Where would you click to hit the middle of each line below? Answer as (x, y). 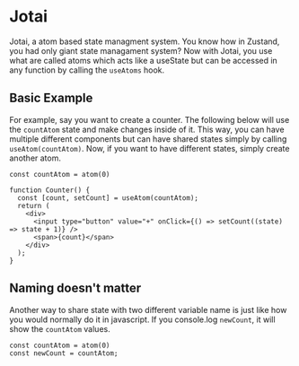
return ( (34, 205)
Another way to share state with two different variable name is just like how (148, 309)
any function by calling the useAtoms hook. (87, 70)
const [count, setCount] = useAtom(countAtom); (108, 198)
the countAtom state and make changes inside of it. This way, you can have (147, 129)
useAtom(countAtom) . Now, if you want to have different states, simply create (149, 148)
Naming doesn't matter (75, 288)
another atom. (35, 158)
